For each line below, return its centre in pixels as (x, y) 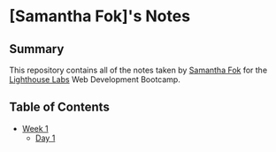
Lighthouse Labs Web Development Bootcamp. (95, 80)
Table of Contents (60, 107)
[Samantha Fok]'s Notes (100, 16)
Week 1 (35, 128)
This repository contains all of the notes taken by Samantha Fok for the (138, 70)
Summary (37, 49)
